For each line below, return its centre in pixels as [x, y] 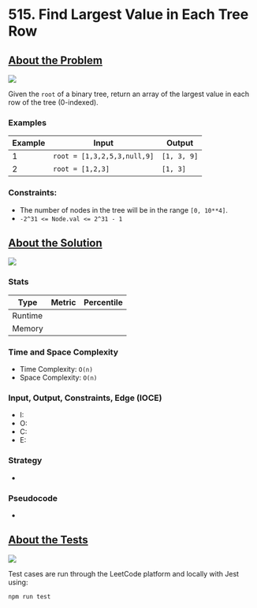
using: [18, 582]
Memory [28, 328]
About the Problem [55, 60]
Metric [63, 302]
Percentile [104, 302]
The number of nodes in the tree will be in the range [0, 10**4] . [124, 209]
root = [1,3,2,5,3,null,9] [103, 156]
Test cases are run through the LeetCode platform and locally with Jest [123, 573]
